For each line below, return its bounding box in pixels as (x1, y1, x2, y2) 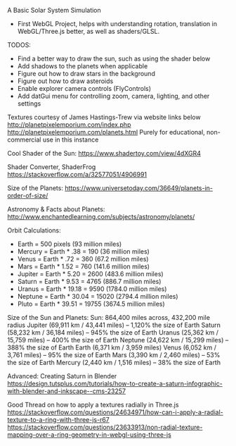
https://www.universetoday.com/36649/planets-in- (64, 184, 213, 192)
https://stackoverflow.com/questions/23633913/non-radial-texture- (7, 423, 203, 431)
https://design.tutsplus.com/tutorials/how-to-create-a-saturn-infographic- (7, 380, 223, 388)
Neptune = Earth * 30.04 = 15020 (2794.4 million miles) (17, 292, 178, 300)
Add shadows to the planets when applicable (17, 62, 148, 70)
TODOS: (7, 41, 32, 49)
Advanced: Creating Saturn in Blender (7, 372, 117, 380)
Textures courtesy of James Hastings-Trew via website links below (7, 113, 202, 121)
